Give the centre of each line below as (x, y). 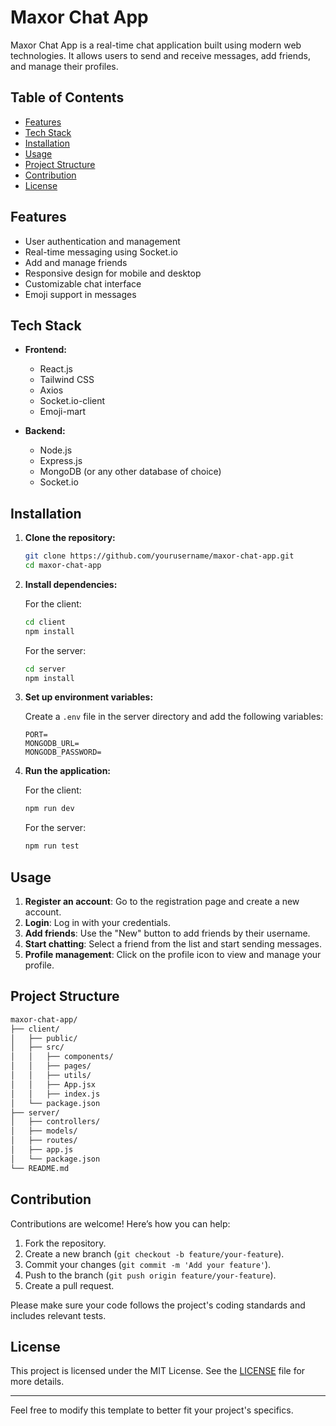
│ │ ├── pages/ (51, 1066)
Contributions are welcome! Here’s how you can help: (120, 1223)
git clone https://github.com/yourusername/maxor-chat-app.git (159, 556)
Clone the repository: (70, 538)
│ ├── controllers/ (55, 1122)
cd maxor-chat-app (63, 566)
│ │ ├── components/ (62, 1057)
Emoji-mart (63, 412)
